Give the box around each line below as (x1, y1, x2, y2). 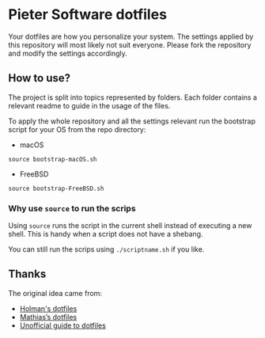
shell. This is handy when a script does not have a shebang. (8, 230, 203, 239)
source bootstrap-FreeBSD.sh (8, 184, 104, 192)
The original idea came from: (8, 288, 103, 298)
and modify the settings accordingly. (8, 48, 128, 58)
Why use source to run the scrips (8, 203, 136, 214)
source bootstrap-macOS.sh (8, 155, 97, 163)
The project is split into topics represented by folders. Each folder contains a (8, 93, 257, 102)
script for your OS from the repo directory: (8, 124, 146, 134)
